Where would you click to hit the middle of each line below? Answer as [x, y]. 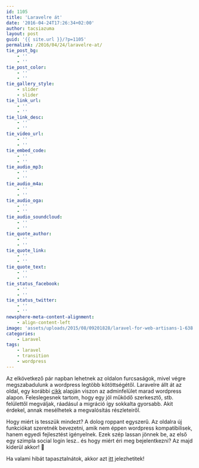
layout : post [22, 34]
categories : [21, 334]
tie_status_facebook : [33, 284]
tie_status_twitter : [32, 300]
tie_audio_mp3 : [25, 167]
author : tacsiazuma [30, 28]
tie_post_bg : [22, 51]
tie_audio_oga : [25, 201]
